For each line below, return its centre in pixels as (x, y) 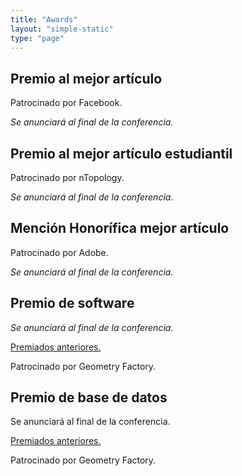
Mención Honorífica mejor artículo (120, 228)
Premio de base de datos (89, 397)
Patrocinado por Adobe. (59, 252)
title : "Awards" (44, 19)
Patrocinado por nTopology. (67, 177)
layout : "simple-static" (62, 29)
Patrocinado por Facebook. (66, 103)
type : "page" (37, 38)
